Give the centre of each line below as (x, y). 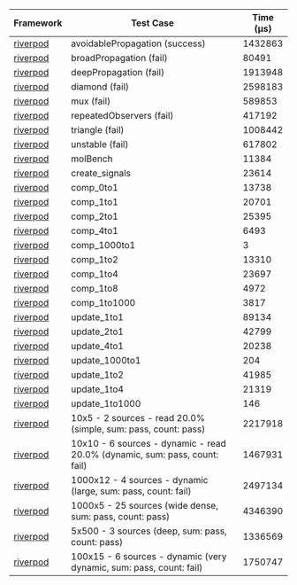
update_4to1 (97, 346)
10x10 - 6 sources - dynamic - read (148, 444)
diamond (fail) (100, 86)
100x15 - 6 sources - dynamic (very (148, 556)
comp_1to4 (95, 274)
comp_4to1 (95, 231)
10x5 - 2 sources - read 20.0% (137, 418)
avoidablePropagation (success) (138, 43)
